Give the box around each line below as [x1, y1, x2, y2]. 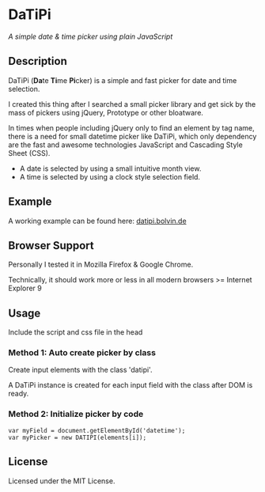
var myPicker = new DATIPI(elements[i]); [8, 433, 147, 441]
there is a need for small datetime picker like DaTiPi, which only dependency [8, 131, 257, 141]
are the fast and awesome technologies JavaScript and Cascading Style [8, 140, 243, 149]
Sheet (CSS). [8, 148, 51, 157]
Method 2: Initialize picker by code [8, 409, 144, 420]
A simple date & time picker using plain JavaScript [8, 32, 173, 41]
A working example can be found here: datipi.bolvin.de [8, 216, 187, 225]
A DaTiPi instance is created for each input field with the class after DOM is [8, 380, 253, 390]
